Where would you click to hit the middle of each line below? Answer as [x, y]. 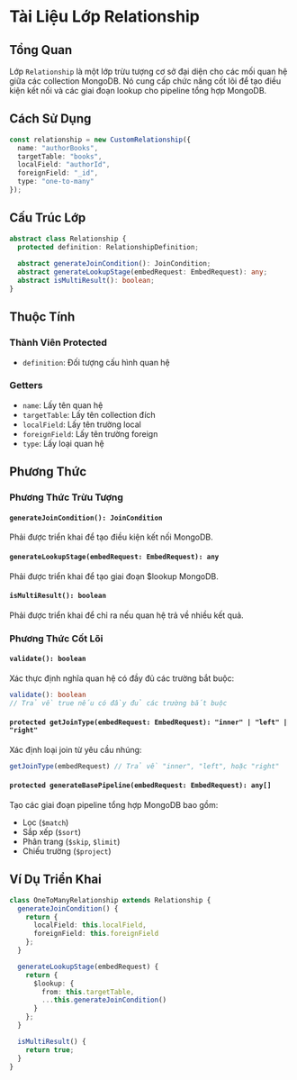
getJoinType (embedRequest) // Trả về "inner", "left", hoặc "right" [144, 766]
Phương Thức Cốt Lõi [56, 639]
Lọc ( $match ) [45, 822]
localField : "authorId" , [64, 165]
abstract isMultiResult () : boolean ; [86, 281]
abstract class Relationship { [68, 239]
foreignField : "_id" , [58, 173]
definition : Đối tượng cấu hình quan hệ [96, 362]
